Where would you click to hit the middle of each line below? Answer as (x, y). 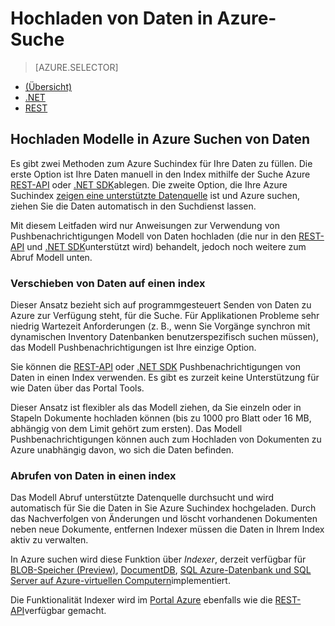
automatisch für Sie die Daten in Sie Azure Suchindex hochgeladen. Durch (163, 508)
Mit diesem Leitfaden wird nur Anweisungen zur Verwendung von (145, 225)
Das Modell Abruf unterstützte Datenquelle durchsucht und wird (142, 498)
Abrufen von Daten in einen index (93, 475)
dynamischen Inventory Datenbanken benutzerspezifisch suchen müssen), (164, 337)
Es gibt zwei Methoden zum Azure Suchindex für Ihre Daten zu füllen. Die (161, 163)
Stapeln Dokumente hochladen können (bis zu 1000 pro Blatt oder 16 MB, (161, 418)
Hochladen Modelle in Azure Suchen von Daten (160, 139)
